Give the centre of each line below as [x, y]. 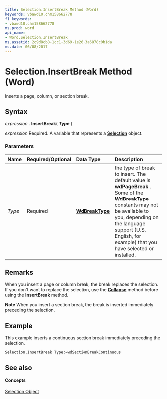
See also [19, 367]
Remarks [19, 273]
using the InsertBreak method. [37, 295]
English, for [128, 236]
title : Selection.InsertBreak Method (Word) [52, 10]
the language [130, 223]
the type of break [135, 168]
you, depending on [137, 217]
